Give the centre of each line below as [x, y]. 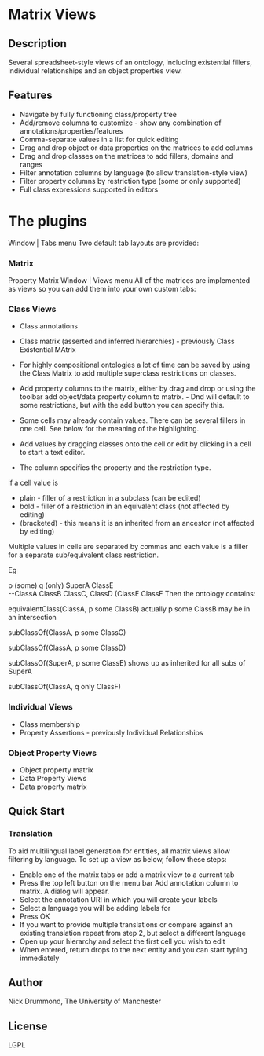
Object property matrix [57, 770]
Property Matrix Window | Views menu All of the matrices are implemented [129, 280]
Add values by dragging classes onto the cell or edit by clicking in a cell [135, 444]
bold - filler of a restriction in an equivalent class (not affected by [125, 506]
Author [26, 983]
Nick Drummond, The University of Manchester [84, 1001]
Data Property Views [53, 778]
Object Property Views [52, 753]
